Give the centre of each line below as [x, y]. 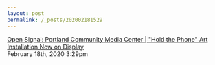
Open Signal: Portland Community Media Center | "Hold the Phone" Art [107, 39]
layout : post [26, 13]
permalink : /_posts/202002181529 [55, 20]
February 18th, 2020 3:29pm [47, 54]
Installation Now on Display [46, 47]
